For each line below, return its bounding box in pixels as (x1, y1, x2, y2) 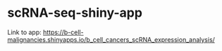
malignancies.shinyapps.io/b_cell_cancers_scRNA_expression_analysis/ (7, 35, 215, 43)
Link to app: (7, 28, 42, 36)
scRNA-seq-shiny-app (7, 5, 143, 21)
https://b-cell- (42, 28, 84, 36)
